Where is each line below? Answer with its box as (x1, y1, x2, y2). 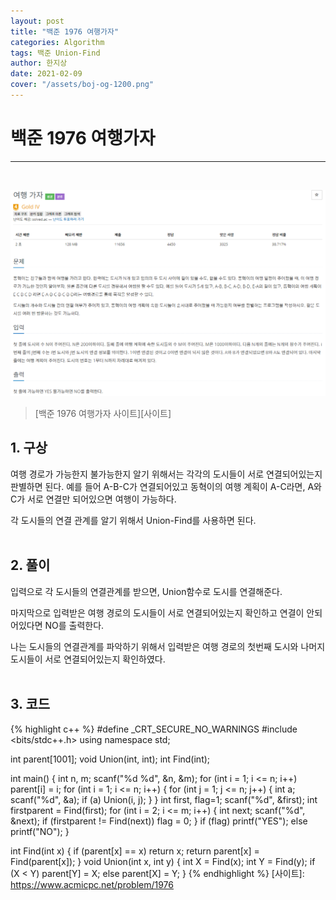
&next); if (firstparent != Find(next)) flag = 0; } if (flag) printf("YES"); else (10, 815, 308, 827)
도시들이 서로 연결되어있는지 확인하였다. (10, 653, 166, 665)
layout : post (10, 16, 65, 26)
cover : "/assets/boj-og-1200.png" (10, 80, 155, 90)
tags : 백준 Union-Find (10, 48, 101, 58)
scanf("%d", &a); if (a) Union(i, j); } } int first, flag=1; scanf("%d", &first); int (10, 793, 318, 805)
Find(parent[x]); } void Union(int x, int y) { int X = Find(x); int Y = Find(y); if (10, 855, 316, 867)
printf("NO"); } (10, 825, 70, 837)
